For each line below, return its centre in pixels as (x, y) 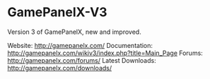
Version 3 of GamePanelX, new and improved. (74, 32)
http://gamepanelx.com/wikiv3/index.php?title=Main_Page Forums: (105, 53)
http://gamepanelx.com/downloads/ (60, 68)
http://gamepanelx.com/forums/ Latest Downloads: (82, 60)
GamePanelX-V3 (57, 12)
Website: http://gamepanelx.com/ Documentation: (80, 45)
